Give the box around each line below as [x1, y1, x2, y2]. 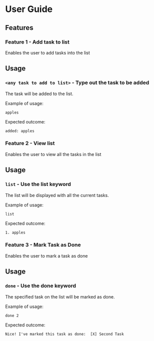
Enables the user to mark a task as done [5, 252, 88, 258]
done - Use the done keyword [5, 282, 76, 289]
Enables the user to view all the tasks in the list [5, 151, 101, 157]
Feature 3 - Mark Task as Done [5, 241, 81, 248]
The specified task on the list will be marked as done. [5, 293, 115, 299]
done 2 [5, 313, 19, 318]
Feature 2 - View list [5, 140, 55, 147]
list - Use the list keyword [5, 181, 71, 188]
